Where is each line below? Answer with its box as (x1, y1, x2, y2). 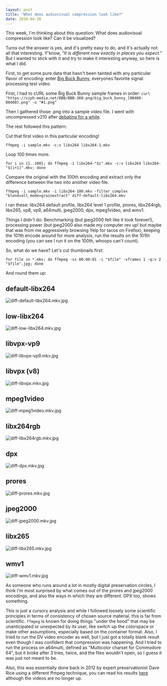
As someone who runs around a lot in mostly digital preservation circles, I (5, 582, 156, 588)
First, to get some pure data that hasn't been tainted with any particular (5, 70, 151, 76)
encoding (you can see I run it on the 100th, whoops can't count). (5, 238, 139, 244)
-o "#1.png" (32, 100, 57, 105)
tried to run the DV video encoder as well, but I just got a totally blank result (5, 634, 160, 640)
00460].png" (5, 100, 30, 105)
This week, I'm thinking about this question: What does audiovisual (5, 30, 142, 36)
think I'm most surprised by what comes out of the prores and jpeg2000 (5, 588, 153, 594)
